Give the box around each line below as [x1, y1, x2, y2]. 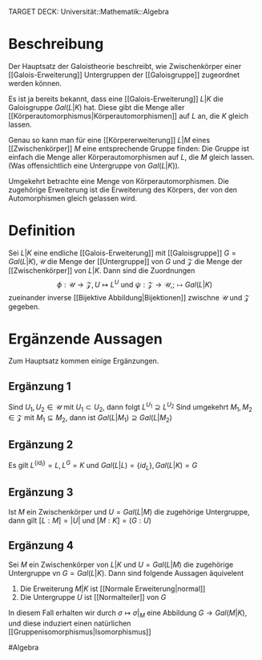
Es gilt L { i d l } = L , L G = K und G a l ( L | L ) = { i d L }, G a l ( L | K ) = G [8, 459, 198, 472]
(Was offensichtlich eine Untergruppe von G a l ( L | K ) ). [8, 161, 180, 170]
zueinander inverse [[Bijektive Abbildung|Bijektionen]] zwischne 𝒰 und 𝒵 [8, 292, 250, 302]
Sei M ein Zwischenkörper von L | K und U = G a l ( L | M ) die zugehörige [8, 560, 234, 569]
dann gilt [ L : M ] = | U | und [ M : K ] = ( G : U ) [8, 515, 152, 525]
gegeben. [8, 301, 40, 312]
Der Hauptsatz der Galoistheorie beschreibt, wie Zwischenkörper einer [8, 61, 242, 71]
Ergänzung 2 [8, 438, 74, 451]
